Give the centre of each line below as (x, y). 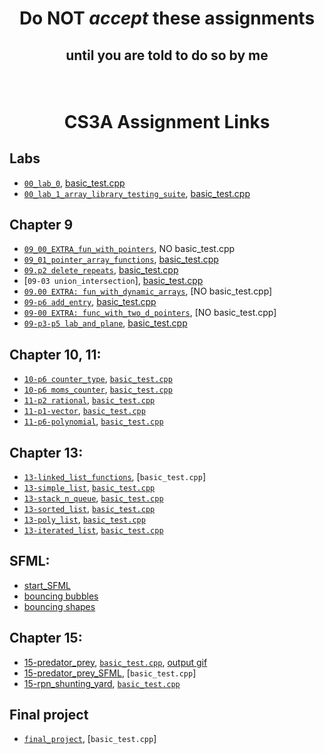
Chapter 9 (41, 224)
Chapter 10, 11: (55, 354)
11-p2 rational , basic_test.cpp (89, 400)
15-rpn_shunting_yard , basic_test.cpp (102, 683)
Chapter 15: (46, 638)
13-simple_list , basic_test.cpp (89, 488)
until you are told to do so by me (167, 55)
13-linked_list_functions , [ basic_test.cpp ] (115, 477)
